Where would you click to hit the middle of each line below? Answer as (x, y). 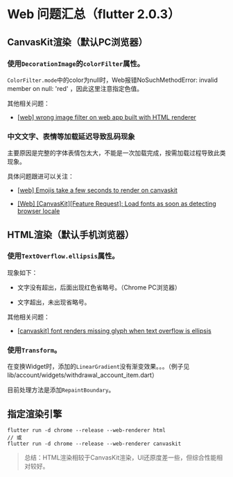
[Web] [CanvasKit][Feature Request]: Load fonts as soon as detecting (116, 204)
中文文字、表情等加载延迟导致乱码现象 (71, 136)
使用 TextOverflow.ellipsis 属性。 (63, 256)
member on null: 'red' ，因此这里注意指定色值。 (75, 88)
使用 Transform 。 (34, 350)
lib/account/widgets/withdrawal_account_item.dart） (83, 375)
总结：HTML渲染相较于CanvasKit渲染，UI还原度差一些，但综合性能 (120, 457)
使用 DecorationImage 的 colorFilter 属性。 (76, 63)
